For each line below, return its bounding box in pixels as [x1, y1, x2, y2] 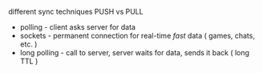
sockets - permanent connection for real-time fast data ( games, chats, [19, 31, 255, 40]
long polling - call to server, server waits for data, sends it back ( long [19, 48, 250, 57]
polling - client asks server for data [19, 22, 136, 31]
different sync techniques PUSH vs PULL [8, 7, 144, 16]
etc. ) [19, 39, 38, 49]
